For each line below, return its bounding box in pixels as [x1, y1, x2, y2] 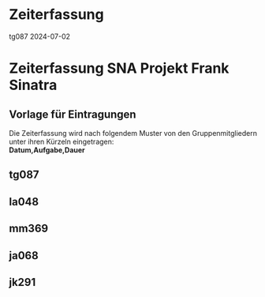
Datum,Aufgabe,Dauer [9, 145, 85, 155]
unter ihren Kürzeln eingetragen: [9, 137, 114, 146]
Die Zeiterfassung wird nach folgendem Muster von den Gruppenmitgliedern [9, 128, 257, 137]
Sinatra [9, 77, 58, 94]
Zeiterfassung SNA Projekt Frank [9, 59, 230, 77]
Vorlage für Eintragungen [9, 107, 136, 121]
